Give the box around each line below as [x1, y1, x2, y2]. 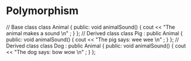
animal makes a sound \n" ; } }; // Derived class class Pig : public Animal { [6, 29, 183, 36]
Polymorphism [6, 4, 79, 18]
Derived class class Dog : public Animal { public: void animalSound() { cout [6, 42, 186, 49]
